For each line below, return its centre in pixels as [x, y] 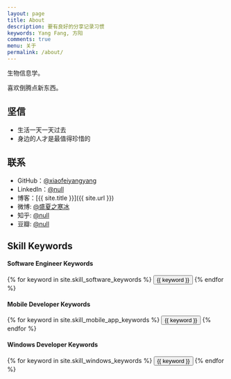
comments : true [29, 40]
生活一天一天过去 [42, 130]
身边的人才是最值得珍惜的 [54, 138]
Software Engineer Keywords [50, 264]
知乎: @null [33, 215]
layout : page [26, 14]
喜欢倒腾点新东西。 [35, 87]
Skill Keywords [40, 246]
